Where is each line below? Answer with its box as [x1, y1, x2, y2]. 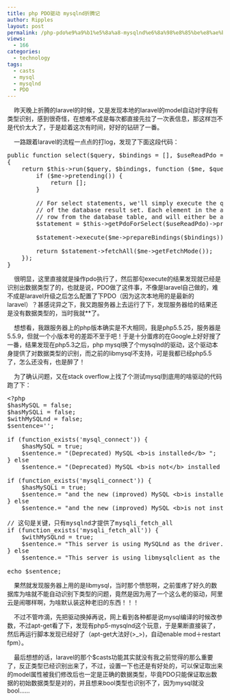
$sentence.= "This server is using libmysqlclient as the [21, 554, 220, 562]
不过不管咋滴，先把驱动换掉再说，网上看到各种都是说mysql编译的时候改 [13, 613, 217, 621]
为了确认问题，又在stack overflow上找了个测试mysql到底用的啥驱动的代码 [13, 373, 222, 381]
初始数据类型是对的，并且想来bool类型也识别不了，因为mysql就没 [18, 679, 205, 687]
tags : [7, 61, 23, 68]
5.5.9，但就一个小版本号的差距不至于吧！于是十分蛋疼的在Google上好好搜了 [7, 332, 221, 340]
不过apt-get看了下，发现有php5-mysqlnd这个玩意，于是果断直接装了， [18, 621, 219, 630]
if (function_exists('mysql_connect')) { [7, 436, 149, 444]
